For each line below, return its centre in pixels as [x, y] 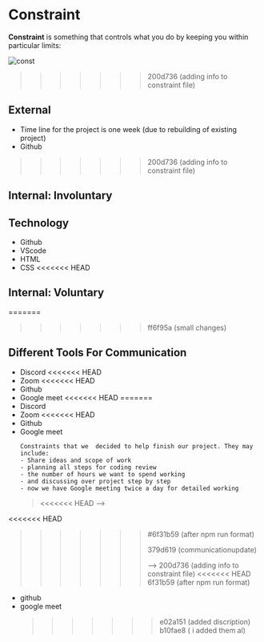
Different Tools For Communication [98, 353]
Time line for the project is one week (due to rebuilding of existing [128, 129]
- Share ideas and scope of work [76, 460]
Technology [39, 223]
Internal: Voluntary [56, 293]
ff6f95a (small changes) [187, 327]
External [30, 110]
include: [34, 453]
